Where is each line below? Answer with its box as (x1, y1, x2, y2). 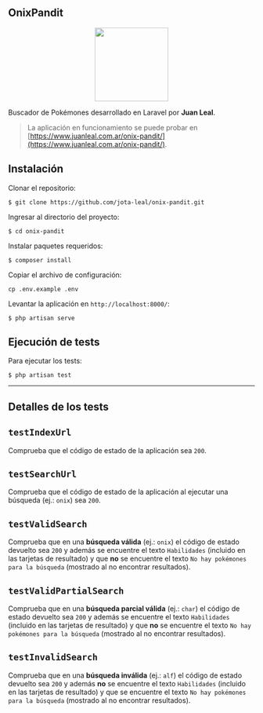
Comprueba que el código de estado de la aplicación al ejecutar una (8, 487, 229, 497)
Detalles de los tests (8, 400, 110, 413)
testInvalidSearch (8, 652, 98, 663)
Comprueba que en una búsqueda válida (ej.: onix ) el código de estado (8, 537, 240, 547)
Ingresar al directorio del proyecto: (8, 212, 120, 221)
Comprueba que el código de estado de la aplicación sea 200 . (8, 445, 207, 455)
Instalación (8, 163, 64, 176)
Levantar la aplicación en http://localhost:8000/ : (8, 298, 170, 309)
